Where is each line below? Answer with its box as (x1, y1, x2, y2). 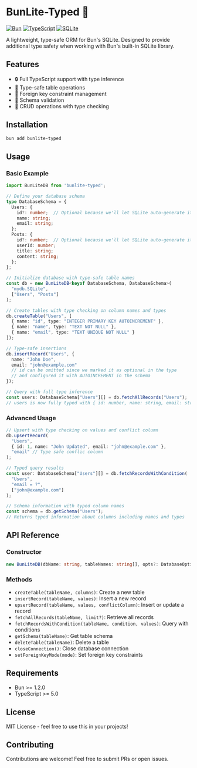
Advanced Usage (6, 414, 56, 422)
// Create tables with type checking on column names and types (6, 307, 167, 314)
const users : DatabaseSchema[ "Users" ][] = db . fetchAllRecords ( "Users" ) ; (6, 394, 188, 400)
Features (6, 59, 39, 69)
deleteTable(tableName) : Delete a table (14, 639, 110, 646)
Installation (6, 120, 48, 130)
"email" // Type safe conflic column (11, 449, 104, 455)
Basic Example (6, 169, 49, 177)
